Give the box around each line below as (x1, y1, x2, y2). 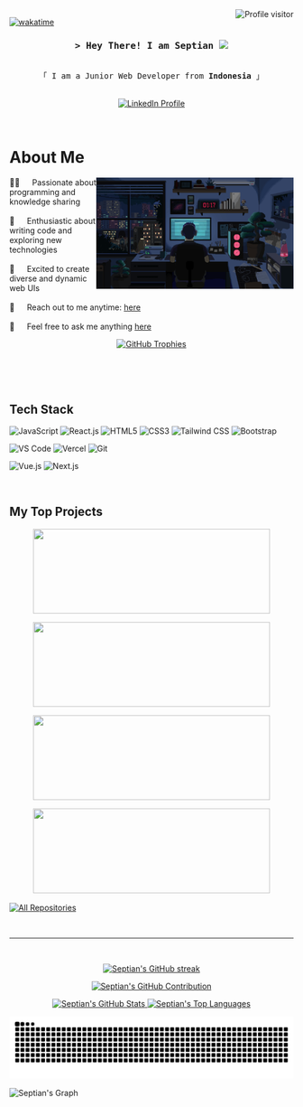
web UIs (9, 283, 41, 294)
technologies (9, 244, 58, 256)
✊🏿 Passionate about (9, 177, 96, 188)
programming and (9, 187, 77, 198)
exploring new (9, 235, 63, 246)
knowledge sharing (9, 196, 81, 207)
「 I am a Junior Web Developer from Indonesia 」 (39, 71, 264, 81)
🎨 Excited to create (9, 264, 90, 275)
